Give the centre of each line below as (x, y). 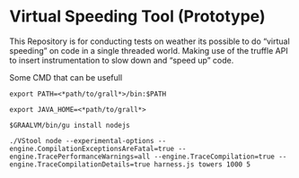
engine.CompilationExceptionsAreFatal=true (92, 148)
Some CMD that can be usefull (66, 77)
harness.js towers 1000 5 (202, 164)
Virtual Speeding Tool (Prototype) (137, 17)
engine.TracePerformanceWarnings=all (80, 157)
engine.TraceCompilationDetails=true (80, 164)
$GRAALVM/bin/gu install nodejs (70, 125)
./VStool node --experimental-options (82, 140)
